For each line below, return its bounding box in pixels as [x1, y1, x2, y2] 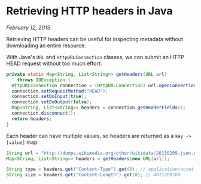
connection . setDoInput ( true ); [11, 94, 87, 100]
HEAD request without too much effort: [6, 60, 102, 67]
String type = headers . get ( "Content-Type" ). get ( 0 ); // [6, 166, 146, 173]
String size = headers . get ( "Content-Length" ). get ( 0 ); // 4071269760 [6, 172, 181, 178]
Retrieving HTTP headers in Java [6, 4, 173, 18]
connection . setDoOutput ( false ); [11, 99, 93, 105]
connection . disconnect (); [11, 111, 77, 116]
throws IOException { [17, 76, 71, 83]
